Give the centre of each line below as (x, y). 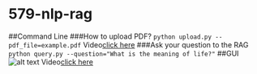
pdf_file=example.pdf (45, 45)
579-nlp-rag (51, 14)
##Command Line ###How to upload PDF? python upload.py (110, 36)
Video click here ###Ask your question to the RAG (166, 44)
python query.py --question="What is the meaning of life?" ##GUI (124, 53)
